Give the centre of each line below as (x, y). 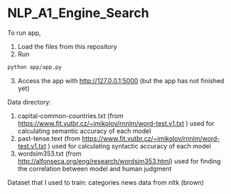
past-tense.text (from (49, 138)
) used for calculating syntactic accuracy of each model (129, 146)
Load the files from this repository (67, 46)
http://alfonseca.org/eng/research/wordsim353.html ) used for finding (119, 161)
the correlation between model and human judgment (95, 168)
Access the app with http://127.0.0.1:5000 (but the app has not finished (121, 80)
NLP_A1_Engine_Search (78, 13)
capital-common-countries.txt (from (71, 116)
